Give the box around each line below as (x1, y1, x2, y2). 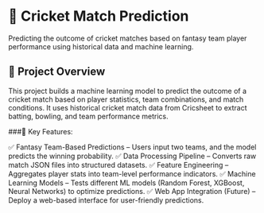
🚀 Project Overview (8, 65, 106, 79)
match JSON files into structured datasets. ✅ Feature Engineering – (8, 160, 229, 169)
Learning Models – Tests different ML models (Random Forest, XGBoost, (8, 178, 245, 188)
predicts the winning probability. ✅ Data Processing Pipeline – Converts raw (8, 151, 257, 161)
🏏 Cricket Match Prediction (8, 7, 189, 25)
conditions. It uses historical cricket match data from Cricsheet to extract (8, 103, 247, 112)
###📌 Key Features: (8, 126, 73, 136)
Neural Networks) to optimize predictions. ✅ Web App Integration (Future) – (8, 186, 256, 196)
